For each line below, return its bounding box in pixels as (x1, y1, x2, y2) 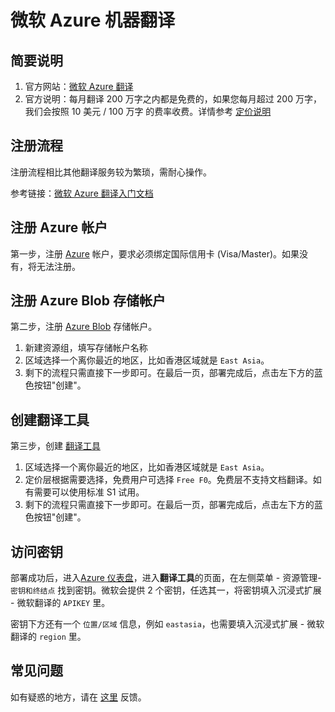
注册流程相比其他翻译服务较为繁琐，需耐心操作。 (10, 166, 212, 178)
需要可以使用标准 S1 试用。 (33, 486, 145, 498)
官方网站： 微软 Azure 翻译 (24, 81, 134, 92)
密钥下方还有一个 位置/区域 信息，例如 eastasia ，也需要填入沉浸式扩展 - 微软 (10, 618, 325, 630)
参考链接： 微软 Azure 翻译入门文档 (10, 187, 154, 199)
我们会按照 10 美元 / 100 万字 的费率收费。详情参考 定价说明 (24, 106, 272, 117)
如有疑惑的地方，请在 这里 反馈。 (10, 691, 147, 703)
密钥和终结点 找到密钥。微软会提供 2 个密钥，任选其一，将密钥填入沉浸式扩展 (10, 584, 322, 596)
